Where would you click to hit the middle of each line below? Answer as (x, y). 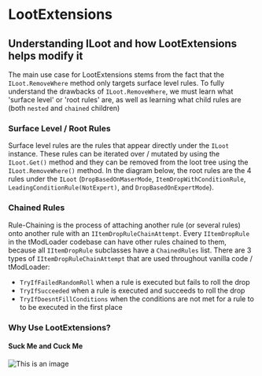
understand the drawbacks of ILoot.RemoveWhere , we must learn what (121, 91)
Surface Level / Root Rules (60, 128)
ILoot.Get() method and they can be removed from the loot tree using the (129, 162)
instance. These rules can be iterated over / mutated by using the (114, 154)
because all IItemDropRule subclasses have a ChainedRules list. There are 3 (130, 250)
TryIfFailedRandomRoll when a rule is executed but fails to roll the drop (135, 282)
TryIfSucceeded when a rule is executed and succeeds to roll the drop (132, 290)
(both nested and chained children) (64, 108)
